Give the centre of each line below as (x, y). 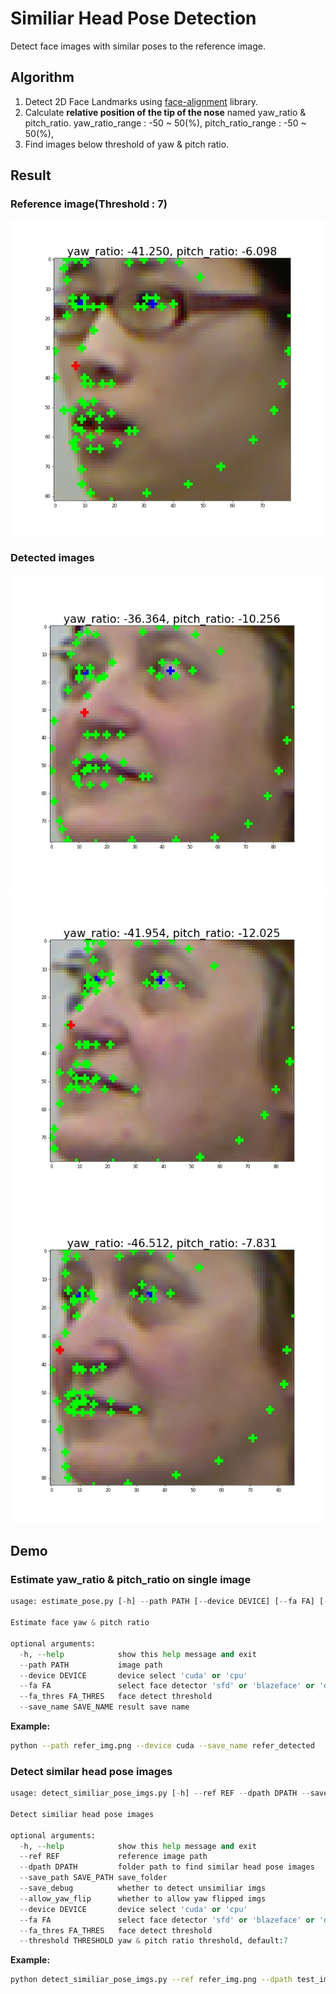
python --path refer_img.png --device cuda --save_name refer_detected (162, 1746)
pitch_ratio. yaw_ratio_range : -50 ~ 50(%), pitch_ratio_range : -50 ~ (165, 123)
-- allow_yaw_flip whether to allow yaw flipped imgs (143, 1898)
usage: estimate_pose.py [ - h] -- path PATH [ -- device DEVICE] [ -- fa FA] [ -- (171, 1602)
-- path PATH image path (91, 1665)
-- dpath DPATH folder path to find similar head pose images (167, 1867)
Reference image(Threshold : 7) (89, 204)
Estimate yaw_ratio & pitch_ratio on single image (131, 1580)
